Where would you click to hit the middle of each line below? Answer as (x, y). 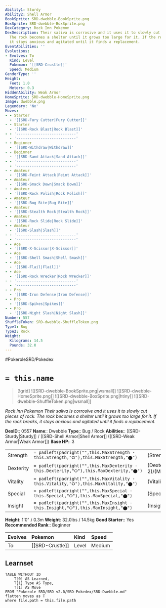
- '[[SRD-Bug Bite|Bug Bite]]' (42, 203)
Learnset (19, 563)
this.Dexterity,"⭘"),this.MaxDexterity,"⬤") (88, 471)
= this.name (30, 378)
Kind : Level (22, 60)
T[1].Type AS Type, (34, 583)
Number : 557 (17, 318)
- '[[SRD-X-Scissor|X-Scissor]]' (44, 249)
